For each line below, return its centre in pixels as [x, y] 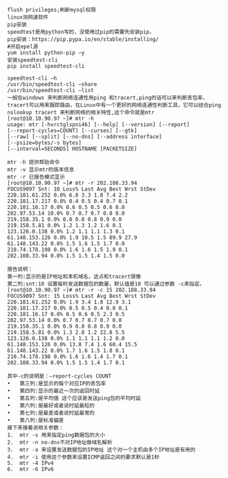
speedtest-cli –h [32, 78]
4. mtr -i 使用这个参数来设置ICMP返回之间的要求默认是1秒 [84, 457]
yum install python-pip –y [46, 53]
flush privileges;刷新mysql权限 [52, 10]
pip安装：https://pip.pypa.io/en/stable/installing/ [83, 39]
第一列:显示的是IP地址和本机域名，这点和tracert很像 [74, 276]
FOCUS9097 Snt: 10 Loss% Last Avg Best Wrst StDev [82, 189]
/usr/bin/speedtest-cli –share [52, 85]
